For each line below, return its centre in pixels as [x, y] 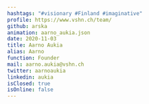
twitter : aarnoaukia [37, 70]
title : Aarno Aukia [35, 45]
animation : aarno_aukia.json [49, 32]
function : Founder [33, 58]
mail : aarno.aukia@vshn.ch [46, 64]
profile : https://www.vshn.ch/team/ [59, 20]
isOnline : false [30, 90]
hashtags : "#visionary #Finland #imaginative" [75, 13]
